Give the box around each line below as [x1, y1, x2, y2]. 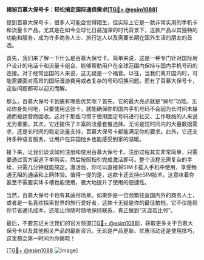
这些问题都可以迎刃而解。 [6, 85, 70, 92]
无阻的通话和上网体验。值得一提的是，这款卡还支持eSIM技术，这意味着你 [11, 171, 195, 178]
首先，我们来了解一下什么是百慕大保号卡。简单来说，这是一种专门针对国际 [6, 55, 192, 61]
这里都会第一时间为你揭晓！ [6, 235, 76, 242]
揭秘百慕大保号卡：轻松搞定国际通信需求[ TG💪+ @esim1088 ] [6, 6, 158, 13]
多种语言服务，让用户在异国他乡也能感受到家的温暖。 [11, 136, 144, 142]
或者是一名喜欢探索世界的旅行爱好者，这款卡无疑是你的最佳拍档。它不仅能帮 [6, 199, 198, 206]
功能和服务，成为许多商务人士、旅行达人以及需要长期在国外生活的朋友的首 [6, 34, 192, 41]
